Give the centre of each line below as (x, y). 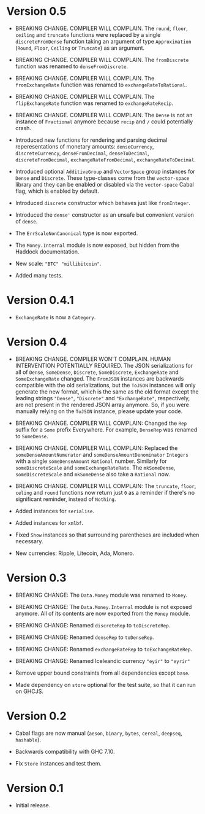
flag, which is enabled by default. (57, 191)
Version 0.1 (35, 788)
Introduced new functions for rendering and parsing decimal (91, 140)
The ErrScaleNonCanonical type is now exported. (76, 233)
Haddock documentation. (47, 251)
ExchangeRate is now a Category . (55, 317)
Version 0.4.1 (40, 300)
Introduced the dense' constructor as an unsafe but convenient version (105, 215)
